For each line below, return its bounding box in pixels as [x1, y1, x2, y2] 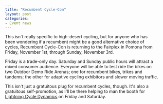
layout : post [5, 12, 32, 16]
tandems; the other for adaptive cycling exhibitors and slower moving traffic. [5, 74, 158, 80]
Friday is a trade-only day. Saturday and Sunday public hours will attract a [5, 59, 153, 64]
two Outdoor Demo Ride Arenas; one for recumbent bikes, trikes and [5, 69, 143, 75]
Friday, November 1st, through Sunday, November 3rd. [5, 49, 114, 55]
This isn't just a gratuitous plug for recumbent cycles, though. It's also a [5, 83, 149, 89]
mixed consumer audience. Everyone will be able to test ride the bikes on [5, 64, 152, 70]
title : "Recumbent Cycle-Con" [5, 7, 67, 12]
